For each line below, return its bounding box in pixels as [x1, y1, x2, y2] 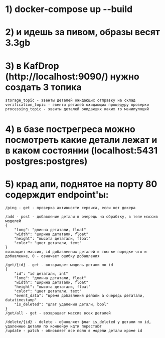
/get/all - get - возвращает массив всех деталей [5, 311, 111, 316]
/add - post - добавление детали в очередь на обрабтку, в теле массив [5, 214, 158, 219]
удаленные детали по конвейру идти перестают [5, 324, 102, 329]
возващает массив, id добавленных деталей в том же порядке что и [5, 249, 147, 254]
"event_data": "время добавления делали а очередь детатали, [14, 293, 144, 298]
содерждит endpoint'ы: [5, 189, 109, 200]
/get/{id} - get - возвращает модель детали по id [5, 262, 113, 268]
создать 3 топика [5, 81, 82, 93]
